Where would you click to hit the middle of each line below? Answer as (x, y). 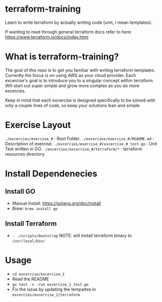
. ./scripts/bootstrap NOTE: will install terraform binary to (72, 235)
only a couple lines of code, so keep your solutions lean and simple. (73, 105)
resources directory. (25, 154)
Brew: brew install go (35, 208)
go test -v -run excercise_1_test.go (50, 284)
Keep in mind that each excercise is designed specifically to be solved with (80, 100)
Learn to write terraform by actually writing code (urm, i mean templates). (79, 22)
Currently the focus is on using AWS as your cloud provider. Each (71, 75)
